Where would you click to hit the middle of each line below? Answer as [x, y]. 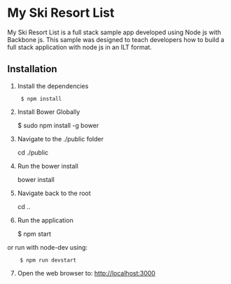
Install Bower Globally [49, 112]
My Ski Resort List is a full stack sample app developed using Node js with [114, 32]
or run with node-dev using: [48, 247]
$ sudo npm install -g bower [58, 125]
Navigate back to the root [54, 193]
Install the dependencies [53, 86]
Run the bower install [48, 166]
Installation [32, 69]
